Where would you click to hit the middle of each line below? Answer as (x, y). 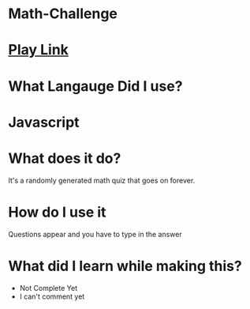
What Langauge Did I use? (95, 86)
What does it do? (65, 158)
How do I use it (57, 212)
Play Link (39, 50)
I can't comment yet (52, 296)
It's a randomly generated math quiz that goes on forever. (102, 180)
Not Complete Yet (48, 288)
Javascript (44, 122)
